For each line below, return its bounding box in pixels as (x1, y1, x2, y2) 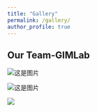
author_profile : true (7, 23, 71, 30)
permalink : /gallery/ (7, 17, 71, 24)
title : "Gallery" (7, 10, 58, 17)
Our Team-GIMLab (7, 49, 90, 61)
